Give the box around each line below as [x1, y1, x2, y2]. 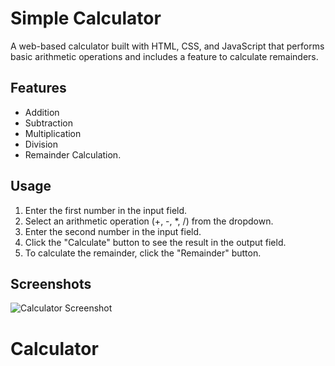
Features [10, 80, 67, 97]
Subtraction [24, 117, 73, 129]
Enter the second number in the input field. [24, 225, 202, 237]
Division [24, 138, 58, 150]
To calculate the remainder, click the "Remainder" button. [24, 247, 262, 259]
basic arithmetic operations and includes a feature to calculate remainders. [10, 50, 319, 62]
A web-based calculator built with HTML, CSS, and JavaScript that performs [10, 40, 325, 52]
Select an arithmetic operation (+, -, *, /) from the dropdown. [24, 215, 274, 227]
